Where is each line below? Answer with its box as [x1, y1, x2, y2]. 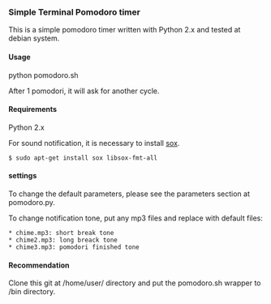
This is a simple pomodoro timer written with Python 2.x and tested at [8, 25, 241, 35]
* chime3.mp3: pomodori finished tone [8, 242, 140, 251]
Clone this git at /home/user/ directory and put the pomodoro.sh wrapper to [8, 278, 261, 288]
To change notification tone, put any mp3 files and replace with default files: [8, 213, 264, 223]
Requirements [8, 105, 58, 114]
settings [8, 171, 37, 181]
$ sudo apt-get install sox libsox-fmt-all [8, 153, 158, 162]
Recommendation [8, 260, 70, 270]
